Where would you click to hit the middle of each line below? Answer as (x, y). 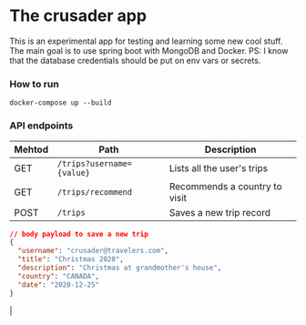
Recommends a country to (225, 186)
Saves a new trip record (220, 212)
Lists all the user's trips (219, 168)
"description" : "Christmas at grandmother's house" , (120, 268)
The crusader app (78, 16)
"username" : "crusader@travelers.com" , (93, 251)
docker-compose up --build (61, 103)
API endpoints (41, 126)
